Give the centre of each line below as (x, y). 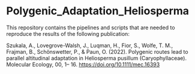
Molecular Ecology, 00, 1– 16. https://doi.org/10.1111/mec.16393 (83, 64)
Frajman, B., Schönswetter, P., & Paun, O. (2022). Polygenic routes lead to (97, 51)
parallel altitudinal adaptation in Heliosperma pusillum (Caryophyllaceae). (97, 58)
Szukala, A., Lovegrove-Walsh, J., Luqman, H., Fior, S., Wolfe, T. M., (89, 45)
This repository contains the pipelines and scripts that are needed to (91, 27)
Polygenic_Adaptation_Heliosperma (98, 11)
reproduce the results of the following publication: (68, 33)
